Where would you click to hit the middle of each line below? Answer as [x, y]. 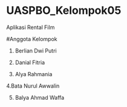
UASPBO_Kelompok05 [64, 11]
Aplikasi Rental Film [31, 27]
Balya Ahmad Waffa [40, 97]
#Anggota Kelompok [32, 39]
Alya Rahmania [34, 74]
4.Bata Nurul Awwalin [33, 86]
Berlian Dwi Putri [36, 50]
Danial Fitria [30, 62]
